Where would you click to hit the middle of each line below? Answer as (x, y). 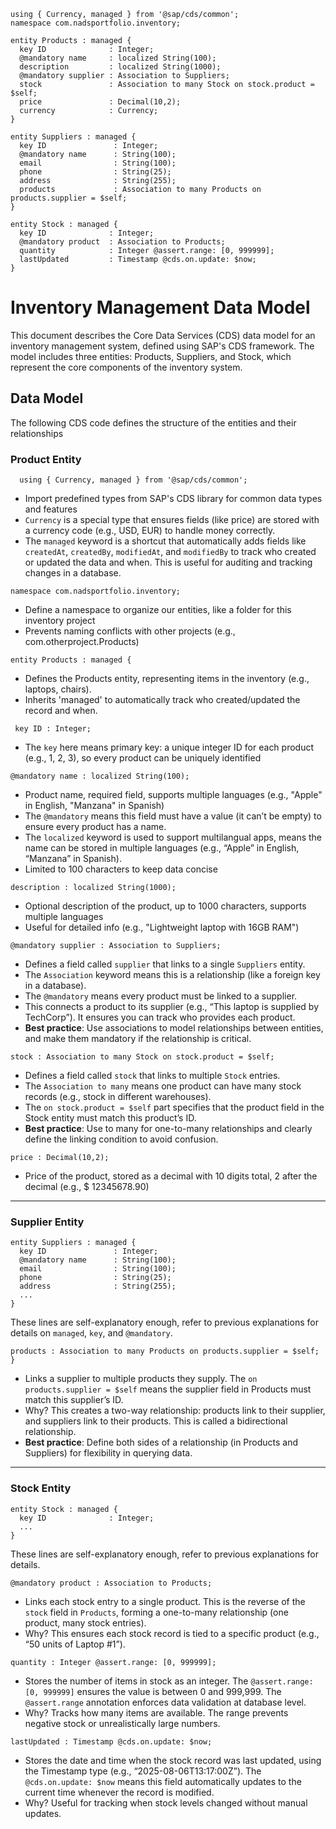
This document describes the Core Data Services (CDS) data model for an (163, 335)
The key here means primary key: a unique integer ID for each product (169, 747)
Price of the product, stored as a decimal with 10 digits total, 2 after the (171, 1176)
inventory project (60, 621)
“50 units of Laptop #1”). (75, 1644)
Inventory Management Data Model (160, 307)
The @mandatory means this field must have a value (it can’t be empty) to (173, 816)
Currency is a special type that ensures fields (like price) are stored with (172, 520)
